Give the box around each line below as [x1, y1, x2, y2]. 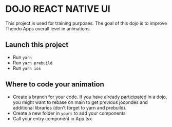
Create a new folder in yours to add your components [12, 110, 126, 116]
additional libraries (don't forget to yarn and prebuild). [12, 104, 127, 111]
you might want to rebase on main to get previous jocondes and [12, 99, 148, 105]
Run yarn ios [12, 65, 41, 71]
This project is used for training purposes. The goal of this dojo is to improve [5, 20, 167, 26]
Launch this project [5, 41, 69, 49]
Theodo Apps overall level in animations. [5, 25, 91, 31]
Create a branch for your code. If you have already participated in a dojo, [12, 94, 167, 100]
